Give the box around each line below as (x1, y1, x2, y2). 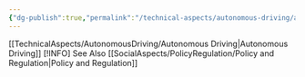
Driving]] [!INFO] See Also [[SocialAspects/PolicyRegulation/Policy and (8, 47, 275, 59)
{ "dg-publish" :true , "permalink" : (8, 13, 136, 23)
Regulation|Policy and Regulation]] (8, 57, 138, 68)
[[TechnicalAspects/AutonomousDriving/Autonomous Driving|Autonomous (8, 38, 289, 49)
